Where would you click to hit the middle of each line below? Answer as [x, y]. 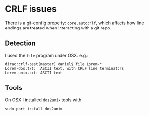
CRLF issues [31, 9]
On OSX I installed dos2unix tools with [43, 100]
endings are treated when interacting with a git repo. [58, 28]
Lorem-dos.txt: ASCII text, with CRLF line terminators [65, 68]
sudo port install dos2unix [34, 109]
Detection [20, 43]
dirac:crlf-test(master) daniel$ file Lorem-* [54, 64]
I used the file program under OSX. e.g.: [47, 55]
